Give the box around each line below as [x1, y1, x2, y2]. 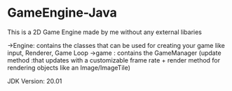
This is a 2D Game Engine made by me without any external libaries [7, 28, 202, 36]
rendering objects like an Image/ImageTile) [7, 63, 131, 72]
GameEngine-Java [7, 5, 118, 21]
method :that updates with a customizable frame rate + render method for [7, 56, 221, 64]
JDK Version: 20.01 [7, 76, 62, 85]
